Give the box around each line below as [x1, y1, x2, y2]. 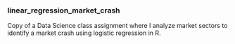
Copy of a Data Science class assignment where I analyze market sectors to [7, 22, 228, 30]
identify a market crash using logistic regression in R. [7, 29, 161, 37]
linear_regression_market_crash [7, 6, 121, 15]
